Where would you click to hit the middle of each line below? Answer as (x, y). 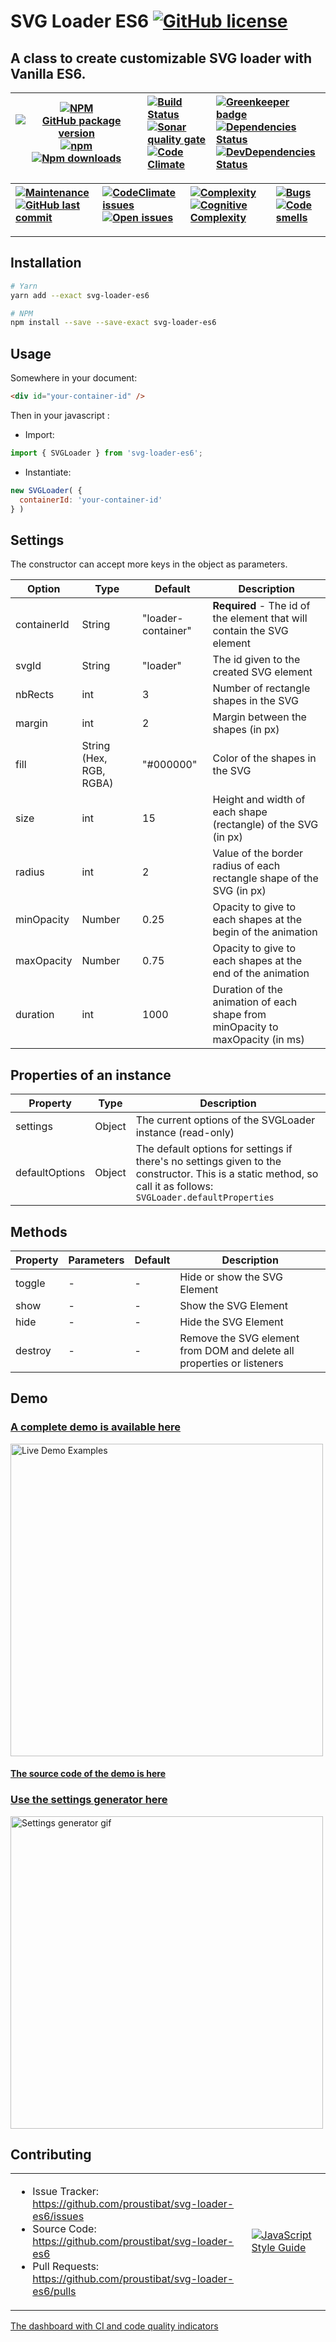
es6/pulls (54, 2292)
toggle (30, 1283)
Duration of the (247, 990)
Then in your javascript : (60, 415)
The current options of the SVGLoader (225, 1120)
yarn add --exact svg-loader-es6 (80, 295)
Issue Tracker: (66, 2192)
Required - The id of (261, 606)
